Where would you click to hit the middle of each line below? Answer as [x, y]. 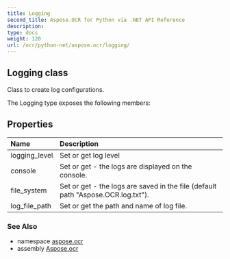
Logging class [38, 73]
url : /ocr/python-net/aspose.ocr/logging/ [68, 45]
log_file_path [31, 206]
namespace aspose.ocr [50, 241]
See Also [22, 226]
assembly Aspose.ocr [48, 248]
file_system [29, 190]
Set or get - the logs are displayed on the [126, 166]
